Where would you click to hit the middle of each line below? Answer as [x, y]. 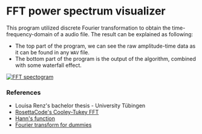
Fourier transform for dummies [53, 125]
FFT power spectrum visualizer [86, 11]
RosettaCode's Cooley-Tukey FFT [57, 112]
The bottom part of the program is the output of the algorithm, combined [106, 59]
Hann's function [35, 118]
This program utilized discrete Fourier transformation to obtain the [89, 28]
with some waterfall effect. [48, 65]
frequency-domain [29, 34]
